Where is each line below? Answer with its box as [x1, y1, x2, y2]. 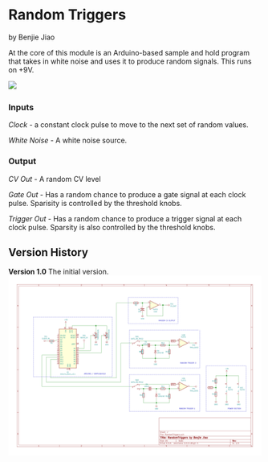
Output [8, 155, 37, 167]
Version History [8, 245, 88, 259]
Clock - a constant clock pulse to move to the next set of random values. [8, 120, 249, 130]
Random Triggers [8, 6, 127, 24]
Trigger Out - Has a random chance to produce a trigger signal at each [8, 213, 242, 223]
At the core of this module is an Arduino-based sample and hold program [8, 47, 250, 57]
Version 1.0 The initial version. [8, 267, 109, 277]
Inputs [8, 101, 35, 113]
